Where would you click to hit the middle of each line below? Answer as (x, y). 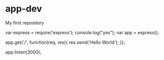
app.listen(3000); (23, 52)
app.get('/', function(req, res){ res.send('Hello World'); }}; (65, 42)
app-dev (24, 9)
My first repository (25, 23)
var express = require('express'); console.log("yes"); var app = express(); (82, 32)
